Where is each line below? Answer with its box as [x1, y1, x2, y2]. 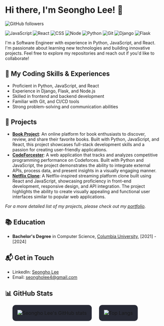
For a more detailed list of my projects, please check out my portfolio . [5, 203, 146, 209]
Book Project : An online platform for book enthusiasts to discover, [12, 131, 146, 137]
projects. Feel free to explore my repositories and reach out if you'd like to [5, 50, 155, 56]
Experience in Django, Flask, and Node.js [12, 88, 96, 94]
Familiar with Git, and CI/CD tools [12, 98, 80, 104]
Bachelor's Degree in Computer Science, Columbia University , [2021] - [12, 234, 157, 239]
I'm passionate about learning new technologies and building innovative [5, 45, 150, 51]
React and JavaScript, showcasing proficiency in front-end [12, 178, 132, 184]
